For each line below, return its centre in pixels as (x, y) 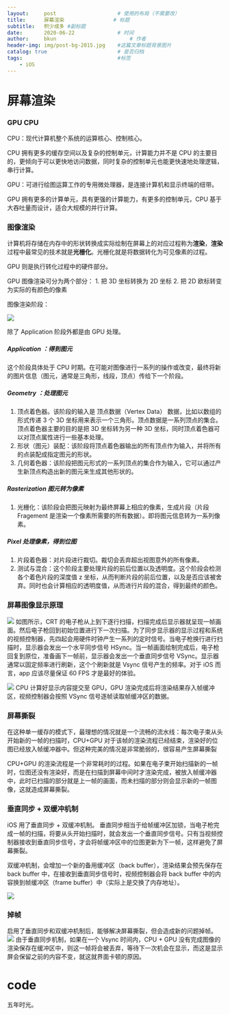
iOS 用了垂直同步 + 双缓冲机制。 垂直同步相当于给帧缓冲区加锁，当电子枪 (111, 825)
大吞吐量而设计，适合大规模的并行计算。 (64, 208)
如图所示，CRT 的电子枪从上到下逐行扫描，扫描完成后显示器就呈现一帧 (115, 621)
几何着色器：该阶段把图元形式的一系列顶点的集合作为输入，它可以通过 (116, 463)
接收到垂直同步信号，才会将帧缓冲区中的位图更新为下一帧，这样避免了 (118, 842)
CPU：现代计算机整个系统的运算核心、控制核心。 (76, 139)
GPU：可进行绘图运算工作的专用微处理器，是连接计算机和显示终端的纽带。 (112, 185)
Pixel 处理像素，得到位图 (42, 541)
